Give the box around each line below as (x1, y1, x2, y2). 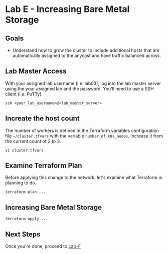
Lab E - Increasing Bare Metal (5, 3, 130, 15)
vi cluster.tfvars (5, 147, 44, 153)
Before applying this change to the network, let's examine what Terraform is (5, 174, 162, 180)
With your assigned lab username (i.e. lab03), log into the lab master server (5, 80, 161, 86)
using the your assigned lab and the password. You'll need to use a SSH (5, 85, 154, 91)
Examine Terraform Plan (5, 161, 82, 170)
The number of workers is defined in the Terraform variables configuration (5, 127, 159, 133)
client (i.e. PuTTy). (5, 91, 43, 97)
